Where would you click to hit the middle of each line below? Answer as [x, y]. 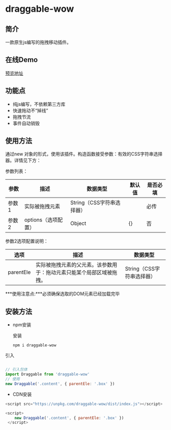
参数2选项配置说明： [27, 241]
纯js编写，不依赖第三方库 [39, 104]
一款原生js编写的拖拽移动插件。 [38, 42]
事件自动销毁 [26, 123]
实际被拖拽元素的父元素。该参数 [74, 265]
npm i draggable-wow [34, 345]
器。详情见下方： [23, 160]
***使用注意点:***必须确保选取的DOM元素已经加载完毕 [63, 294]
